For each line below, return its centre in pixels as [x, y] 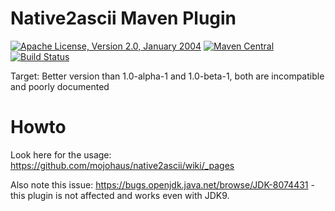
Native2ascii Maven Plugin [123, 18]
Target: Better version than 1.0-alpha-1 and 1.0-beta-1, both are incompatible [167, 76]
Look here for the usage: [61, 154]
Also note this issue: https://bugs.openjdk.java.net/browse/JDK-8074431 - [162, 184]
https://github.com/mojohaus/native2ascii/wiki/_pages [122, 165]
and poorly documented [60, 86]
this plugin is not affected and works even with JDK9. [120, 195]
